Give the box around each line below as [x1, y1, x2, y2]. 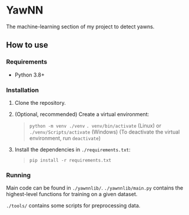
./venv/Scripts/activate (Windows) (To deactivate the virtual [29, 128, 180, 135]
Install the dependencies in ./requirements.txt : [14, 145, 131, 153]
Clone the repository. [14, 99, 66, 106]
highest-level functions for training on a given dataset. [6, 191, 138, 198]
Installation [6, 86, 39, 94]
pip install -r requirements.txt [29, 157, 112, 163]
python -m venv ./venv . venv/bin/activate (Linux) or [29, 122, 162, 129]
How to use [6, 40, 48, 50]
